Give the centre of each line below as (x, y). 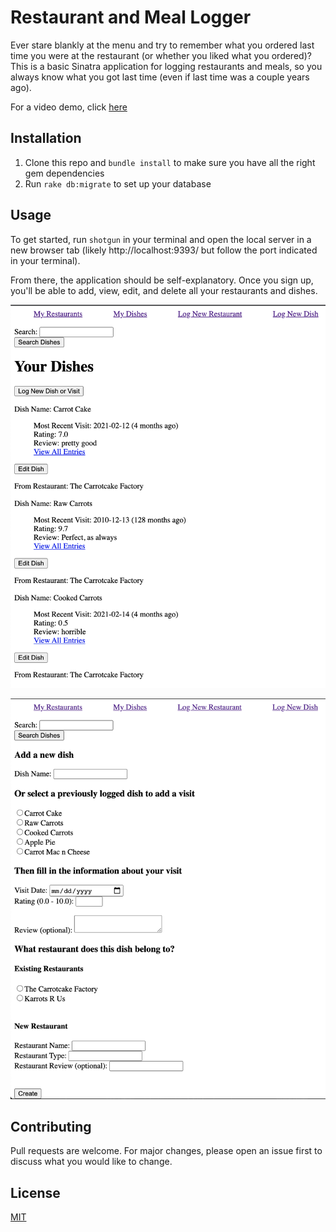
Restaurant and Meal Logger (131, 17)
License (35, 1192)
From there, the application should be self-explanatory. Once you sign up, (162, 280)
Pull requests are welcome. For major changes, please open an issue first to (166, 1151)
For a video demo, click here (69, 107)
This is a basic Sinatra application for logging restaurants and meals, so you (166, 66)
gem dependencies (64, 173)
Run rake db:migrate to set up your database (118, 183)
